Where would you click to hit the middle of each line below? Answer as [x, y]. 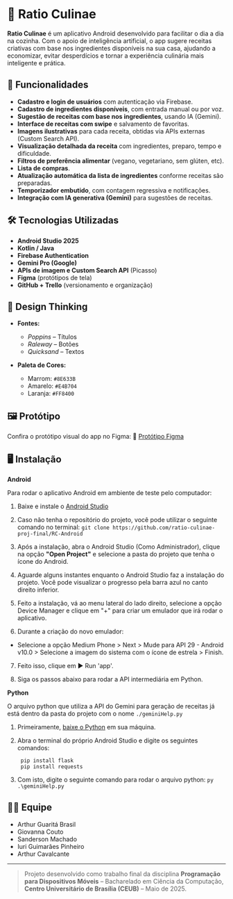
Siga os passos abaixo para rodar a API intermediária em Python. [110, 679]
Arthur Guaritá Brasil [46, 824]
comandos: [33, 748]
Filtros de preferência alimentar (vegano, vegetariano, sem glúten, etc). [120, 161]
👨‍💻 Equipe [30, 808]
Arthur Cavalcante [43, 854]
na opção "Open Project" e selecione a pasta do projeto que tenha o [116, 554]
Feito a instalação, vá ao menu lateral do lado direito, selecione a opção [119, 603]
